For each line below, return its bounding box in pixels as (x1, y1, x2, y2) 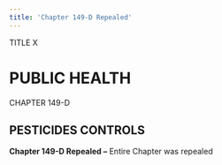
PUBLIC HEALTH (9, 68, 131, 88)
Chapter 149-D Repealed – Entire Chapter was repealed (9, 146, 214, 157)
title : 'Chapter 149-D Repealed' (9, 12, 133, 22)
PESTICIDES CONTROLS (9, 123, 146, 138)
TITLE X (9, 37, 38, 48)
